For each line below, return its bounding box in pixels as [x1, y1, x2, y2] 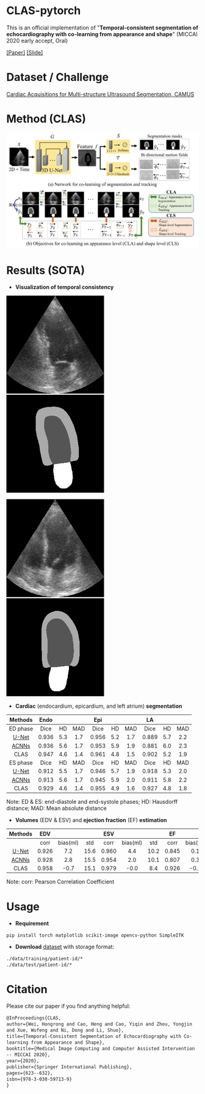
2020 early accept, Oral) [6, 37, 68, 44]
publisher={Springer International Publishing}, [6, 1064, 132, 1070]
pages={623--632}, [6, 1070, 53, 1076]
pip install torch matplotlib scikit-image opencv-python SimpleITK [6, 932, 184, 939]
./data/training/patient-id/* [6, 956, 84, 962]
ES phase [9, 759, 33, 766]
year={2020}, [6, 1058, 40, 1064]
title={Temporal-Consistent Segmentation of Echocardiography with [6, 1033, 182, 1040]
